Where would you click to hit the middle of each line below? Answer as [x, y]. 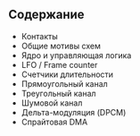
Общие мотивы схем [61, 46]
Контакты [40, 36]
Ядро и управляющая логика [76, 55]
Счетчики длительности [67, 74]
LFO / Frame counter [59, 64]
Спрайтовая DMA [54, 122]
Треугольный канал [58, 93]
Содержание [47, 15]
